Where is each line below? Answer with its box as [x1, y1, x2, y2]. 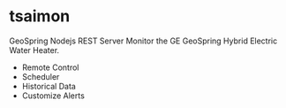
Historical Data [21, 81, 77, 91]
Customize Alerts [21, 90, 86, 101]
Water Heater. [9, 44, 60, 55]
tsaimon [9, 6, 71, 27]
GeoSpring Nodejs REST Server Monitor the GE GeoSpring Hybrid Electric [9, 35, 278, 46]
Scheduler [21, 71, 60, 81]
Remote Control [21, 62, 79, 73]
